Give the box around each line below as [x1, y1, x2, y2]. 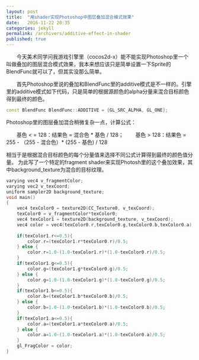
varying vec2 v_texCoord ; [6, 183, 70, 189]
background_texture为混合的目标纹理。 [11, 166, 107, 173]
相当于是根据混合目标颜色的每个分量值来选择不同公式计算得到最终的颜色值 [6, 151, 188, 158]
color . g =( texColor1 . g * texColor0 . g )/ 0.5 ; [27, 266, 129, 272]
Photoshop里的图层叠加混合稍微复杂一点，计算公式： [6, 118, 137, 126]
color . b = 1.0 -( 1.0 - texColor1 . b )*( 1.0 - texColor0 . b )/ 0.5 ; [27, 304, 166, 310]
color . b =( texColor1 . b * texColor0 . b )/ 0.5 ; [27, 294, 129, 300]
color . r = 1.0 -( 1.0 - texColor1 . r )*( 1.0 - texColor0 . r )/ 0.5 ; [27, 249, 166, 255]
